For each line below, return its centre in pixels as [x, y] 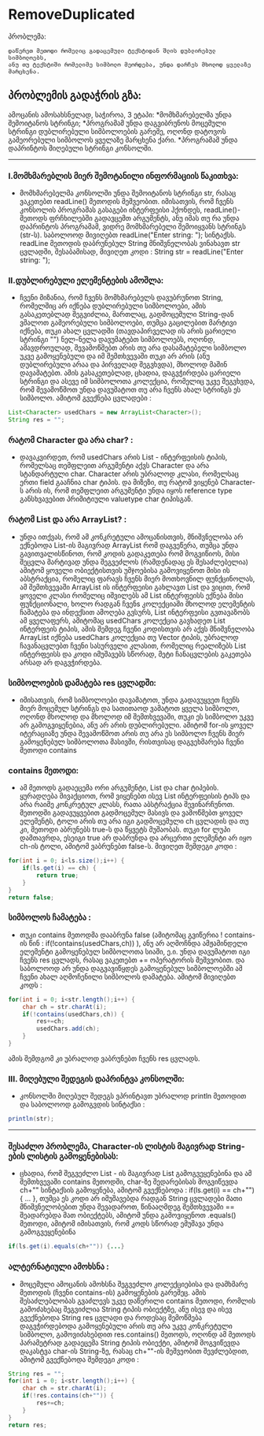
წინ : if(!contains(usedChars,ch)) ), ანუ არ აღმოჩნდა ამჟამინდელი [138, 943]
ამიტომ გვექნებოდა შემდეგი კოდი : [79, 1359]
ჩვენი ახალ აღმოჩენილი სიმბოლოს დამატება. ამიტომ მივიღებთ [128, 977]
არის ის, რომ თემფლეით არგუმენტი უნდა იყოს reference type [129, 491]
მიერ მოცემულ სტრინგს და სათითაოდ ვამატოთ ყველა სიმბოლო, [129, 708]
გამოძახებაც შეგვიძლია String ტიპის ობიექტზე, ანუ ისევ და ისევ [126, 1309]
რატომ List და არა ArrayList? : [68, 519]
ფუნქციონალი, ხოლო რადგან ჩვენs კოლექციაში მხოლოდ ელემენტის [137, 604]
